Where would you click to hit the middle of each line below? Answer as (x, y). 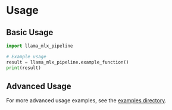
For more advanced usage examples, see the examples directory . (86, 100)
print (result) (24, 68)
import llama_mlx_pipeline (40, 46)
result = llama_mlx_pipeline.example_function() (68, 62)
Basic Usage (30, 32)
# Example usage (26, 56)
